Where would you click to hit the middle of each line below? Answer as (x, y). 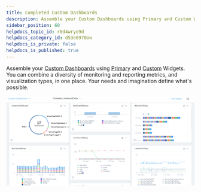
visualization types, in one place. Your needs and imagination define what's (99, 81)
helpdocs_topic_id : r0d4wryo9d (45, 32)
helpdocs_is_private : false (41, 44)
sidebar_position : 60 (33, 25)
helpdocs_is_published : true (42, 51)
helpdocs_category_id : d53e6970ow (49, 38)
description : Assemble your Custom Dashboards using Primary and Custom (99, 19)
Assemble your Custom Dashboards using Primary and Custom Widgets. (96, 68)
